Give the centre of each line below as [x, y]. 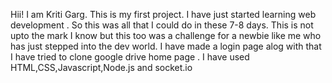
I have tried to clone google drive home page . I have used [130, 57]
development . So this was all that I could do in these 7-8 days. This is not [162, 25]
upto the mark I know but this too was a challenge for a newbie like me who [166, 35]
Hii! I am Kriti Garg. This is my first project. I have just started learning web [163, 14]
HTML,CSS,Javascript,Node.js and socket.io [101, 67]
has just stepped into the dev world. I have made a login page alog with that [166, 46]
